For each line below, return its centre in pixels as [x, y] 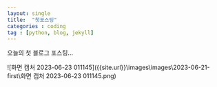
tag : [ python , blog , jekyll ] [51, 33]
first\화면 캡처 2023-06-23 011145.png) [62, 76]
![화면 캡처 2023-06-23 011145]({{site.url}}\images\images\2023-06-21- [108, 67]
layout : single [29, 13]
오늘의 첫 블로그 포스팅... [40, 53]
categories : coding [37, 26]
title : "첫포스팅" [32, 20]
